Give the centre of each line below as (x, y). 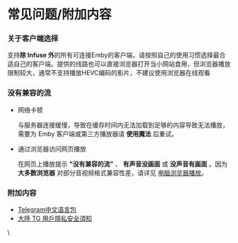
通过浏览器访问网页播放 (52, 149)
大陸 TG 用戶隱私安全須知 (55, 219)
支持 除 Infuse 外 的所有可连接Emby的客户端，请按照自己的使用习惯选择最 (113, 55)
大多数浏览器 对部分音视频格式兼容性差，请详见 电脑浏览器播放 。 (112, 173)
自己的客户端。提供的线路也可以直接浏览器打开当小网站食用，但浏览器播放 (122, 64)
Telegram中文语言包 (47, 210)
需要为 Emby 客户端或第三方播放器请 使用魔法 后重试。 (98, 134)
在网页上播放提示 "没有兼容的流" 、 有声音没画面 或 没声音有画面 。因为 (123, 164)
